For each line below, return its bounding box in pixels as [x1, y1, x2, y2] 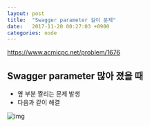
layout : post [7, 10, 45, 17]
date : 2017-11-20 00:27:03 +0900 [7, 23, 110, 30]
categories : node [7, 29, 57, 37]
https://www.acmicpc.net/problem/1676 [7, 48, 121, 57]
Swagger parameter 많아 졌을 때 [7, 70, 144, 81]
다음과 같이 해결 [17, 98, 60, 107]
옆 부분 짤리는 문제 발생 [17, 90, 81, 98]
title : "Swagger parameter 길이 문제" [7, 17, 116, 23]
